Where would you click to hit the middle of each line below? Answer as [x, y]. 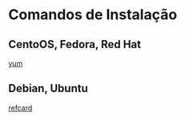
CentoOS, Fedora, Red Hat [75, 44]
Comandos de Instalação [93, 15]
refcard [20, 108]
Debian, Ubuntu [48, 88]
